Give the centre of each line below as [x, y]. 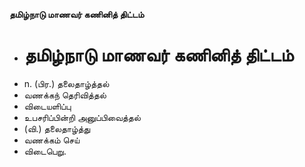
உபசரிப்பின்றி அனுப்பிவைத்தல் [82, 117]
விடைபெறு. [45, 151]
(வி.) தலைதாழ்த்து [57, 128]
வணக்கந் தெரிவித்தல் [65, 95]
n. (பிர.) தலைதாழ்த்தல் [66, 83]
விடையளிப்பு [47, 106]
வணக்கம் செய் [52, 140]
